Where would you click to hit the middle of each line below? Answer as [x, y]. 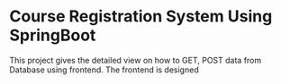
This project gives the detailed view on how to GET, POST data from [136, 60]
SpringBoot [53, 35]
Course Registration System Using [141, 17]
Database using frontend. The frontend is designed [104, 70]
